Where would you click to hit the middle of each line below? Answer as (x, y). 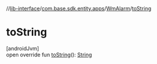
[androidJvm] (23, 48)
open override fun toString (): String (49, 55)
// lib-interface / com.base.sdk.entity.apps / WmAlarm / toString (79, 9)
